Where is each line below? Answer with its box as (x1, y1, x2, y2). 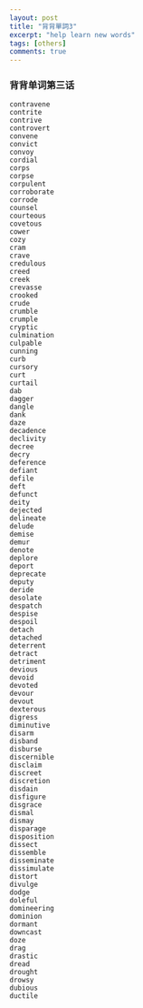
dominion (9, 912, 43, 922)
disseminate (9, 856, 54, 865)
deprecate (9, 570, 47, 579)
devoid (9, 673, 34, 682)
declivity (9, 434, 47, 444)
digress (9, 713, 39, 722)
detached (9, 633, 43, 642)
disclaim (9, 761, 43, 770)
